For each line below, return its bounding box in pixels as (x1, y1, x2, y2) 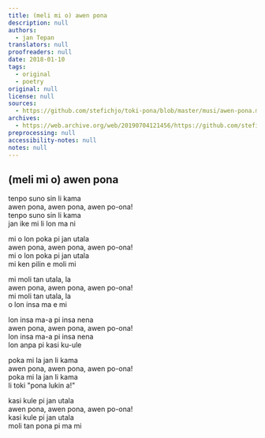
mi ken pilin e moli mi (8, 260, 77, 269)
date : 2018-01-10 (8, 56, 65, 64)
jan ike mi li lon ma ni (8, 219, 77, 229)
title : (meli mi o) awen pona (8, 11, 108, 20)
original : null (8, 84, 58, 93)
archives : (8, 114, 41, 122)
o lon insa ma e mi (8, 300, 67, 309)
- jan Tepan (15, 33, 55, 42)
